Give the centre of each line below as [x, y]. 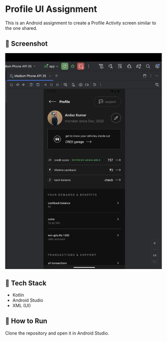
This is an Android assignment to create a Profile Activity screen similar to [81, 23]
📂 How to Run [26, 321]
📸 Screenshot [27, 44]
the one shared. [21, 28]
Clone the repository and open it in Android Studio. [57, 333]
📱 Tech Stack [26, 283]
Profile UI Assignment [51, 9]
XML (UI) [22, 306]
